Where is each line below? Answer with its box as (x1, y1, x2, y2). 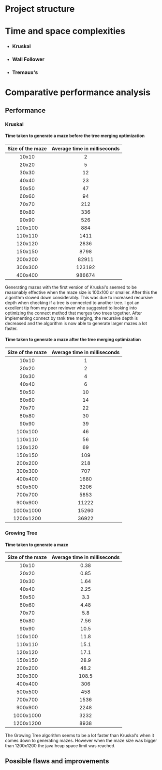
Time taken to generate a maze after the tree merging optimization (5, 337, 141, 342)
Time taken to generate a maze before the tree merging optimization (5, 133, 145, 139)
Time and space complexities (5, 26, 126, 37)
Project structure (5, 3, 75, 15)
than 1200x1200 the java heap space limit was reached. (5, 743, 116, 749)
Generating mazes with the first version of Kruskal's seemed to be (5, 284, 137, 290)
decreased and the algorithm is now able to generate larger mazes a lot (5, 320, 147, 326)
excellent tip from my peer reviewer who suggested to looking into (5, 305, 137, 310)
